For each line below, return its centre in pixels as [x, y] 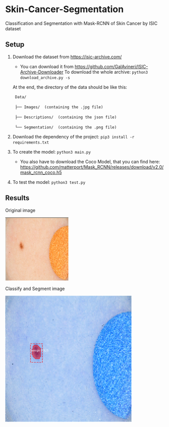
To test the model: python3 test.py [49, 182]
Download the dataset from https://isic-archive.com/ [67, 57]
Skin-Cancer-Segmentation [65, 9]
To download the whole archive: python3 [106, 72]
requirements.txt [31, 143]
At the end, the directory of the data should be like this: [70, 87]
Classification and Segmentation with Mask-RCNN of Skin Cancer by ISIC [81, 23]
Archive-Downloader [42, 72]
